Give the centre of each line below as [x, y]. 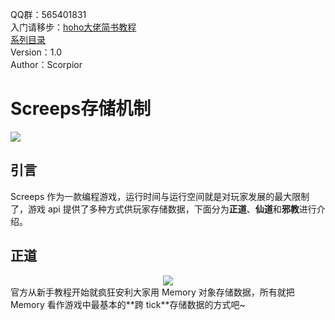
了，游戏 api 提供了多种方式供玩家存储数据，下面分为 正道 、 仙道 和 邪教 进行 [163, 209]
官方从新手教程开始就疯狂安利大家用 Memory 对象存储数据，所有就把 [152, 292]
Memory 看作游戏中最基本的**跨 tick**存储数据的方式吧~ [128, 304]
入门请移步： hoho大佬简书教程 [73, 27]
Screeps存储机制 [81, 109]
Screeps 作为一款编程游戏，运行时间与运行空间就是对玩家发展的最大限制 [160, 196]
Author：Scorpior [46, 64]
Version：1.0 [36, 52]
